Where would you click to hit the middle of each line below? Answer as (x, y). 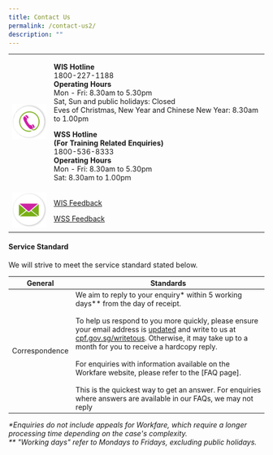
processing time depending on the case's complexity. (98, 434)
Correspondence (40, 351)
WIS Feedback (78, 203)
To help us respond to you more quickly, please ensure (167, 320)
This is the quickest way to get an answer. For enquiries (169, 389)
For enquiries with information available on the (153, 364)
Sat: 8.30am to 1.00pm (93, 178)
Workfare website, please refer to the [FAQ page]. (159, 372)
